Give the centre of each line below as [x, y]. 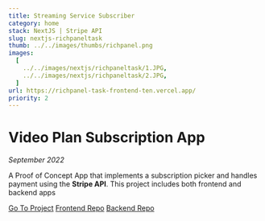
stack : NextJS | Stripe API [56, 31]
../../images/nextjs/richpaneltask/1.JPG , [95, 68]
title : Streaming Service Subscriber [72, 16]
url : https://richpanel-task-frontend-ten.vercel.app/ [102, 90]
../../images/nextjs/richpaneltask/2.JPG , [95, 76]
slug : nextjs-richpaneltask [56, 38]
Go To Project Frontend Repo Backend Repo [81, 208]
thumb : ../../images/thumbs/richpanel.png [81, 46]
